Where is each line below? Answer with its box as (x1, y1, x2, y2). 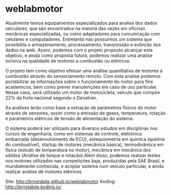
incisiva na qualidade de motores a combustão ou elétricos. (5, 58, 131, 64)
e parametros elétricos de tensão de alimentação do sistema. (5, 115, 134, 121)
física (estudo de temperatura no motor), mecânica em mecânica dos (5, 147, 152, 153)
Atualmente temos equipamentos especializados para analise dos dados (5, 20, 158, 26)
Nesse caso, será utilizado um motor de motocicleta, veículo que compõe (5, 89, 160, 95)
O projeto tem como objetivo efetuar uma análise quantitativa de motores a (5, 67, 163, 74)
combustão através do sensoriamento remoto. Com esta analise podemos (5, 73, 161, 79)
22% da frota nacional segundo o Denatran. (5, 95, 97, 101)
